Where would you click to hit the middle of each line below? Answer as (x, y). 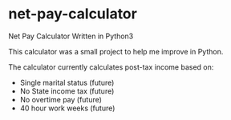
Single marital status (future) (67, 82)
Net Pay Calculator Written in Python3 (71, 36)
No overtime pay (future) (61, 99)
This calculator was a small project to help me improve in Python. (116, 51)
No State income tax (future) (67, 91)
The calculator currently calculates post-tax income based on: (111, 67)
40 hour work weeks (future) (67, 108)
